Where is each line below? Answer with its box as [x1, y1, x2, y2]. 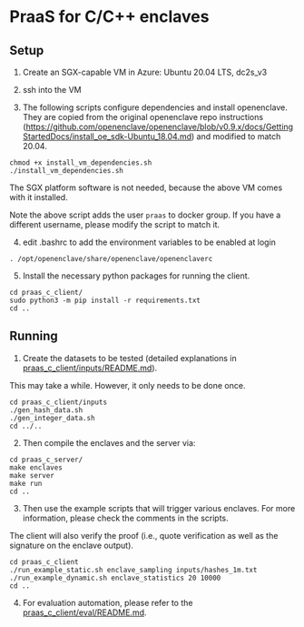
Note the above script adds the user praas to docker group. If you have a [9, 209, 281, 220]
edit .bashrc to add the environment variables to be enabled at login [22, 237, 277, 248]
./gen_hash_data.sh [9, 405, 83, 415]
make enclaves [9, 462, 64, 472]
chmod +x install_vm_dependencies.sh [9, 158, 152, 167]
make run [9, 479, 43, 488]
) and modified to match [191, 131, 281, 142]
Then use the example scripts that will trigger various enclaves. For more [22, 502, 296, 513]
